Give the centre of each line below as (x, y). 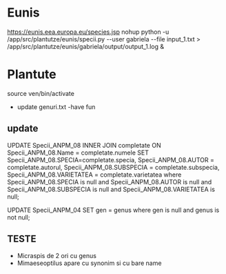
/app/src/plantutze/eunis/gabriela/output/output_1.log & (85, 46)
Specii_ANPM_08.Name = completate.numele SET (78, 153)
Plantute (32, 75)
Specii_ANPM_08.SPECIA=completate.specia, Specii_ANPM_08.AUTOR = (111, 159)
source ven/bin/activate (41, 93)
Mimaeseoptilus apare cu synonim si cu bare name (89, 263)
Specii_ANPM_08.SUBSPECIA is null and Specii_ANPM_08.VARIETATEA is (111, 189)
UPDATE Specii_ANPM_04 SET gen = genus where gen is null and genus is (113, 210)
